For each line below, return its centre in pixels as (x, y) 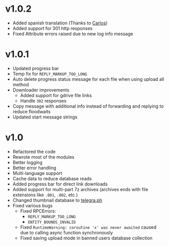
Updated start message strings (45, 117)
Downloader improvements (41, 90)
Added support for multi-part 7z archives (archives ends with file (80, 189)
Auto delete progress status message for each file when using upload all (88, 79)
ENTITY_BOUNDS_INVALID (52, 222)
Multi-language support (37, 173)
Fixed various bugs (32, 205)
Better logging (27, 162)
